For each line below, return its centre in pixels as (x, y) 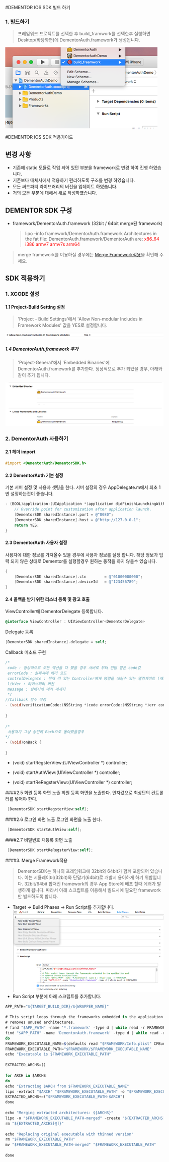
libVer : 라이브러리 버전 (31, 684)
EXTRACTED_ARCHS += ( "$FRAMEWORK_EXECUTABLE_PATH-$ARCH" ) (65, 1097)
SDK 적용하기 (25, 278)
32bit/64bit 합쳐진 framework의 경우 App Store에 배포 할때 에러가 (90, 883)
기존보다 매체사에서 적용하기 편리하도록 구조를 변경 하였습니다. (74, 180)
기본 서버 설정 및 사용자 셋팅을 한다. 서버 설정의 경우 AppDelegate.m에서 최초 (81, 487)
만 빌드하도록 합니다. (38, 896)
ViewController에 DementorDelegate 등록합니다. (54, 612)
